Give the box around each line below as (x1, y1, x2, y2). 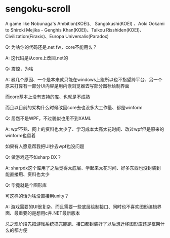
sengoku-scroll (5, 3, 71, 15)
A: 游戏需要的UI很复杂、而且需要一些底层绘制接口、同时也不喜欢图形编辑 (5, 203, 157, 210)
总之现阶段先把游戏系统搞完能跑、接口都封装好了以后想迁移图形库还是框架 (5, 221, 160, 227)
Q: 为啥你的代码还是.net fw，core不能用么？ (5, 44, 98, 50)
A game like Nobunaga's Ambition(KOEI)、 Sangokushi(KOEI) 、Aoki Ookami (5, 20, 165, 26)
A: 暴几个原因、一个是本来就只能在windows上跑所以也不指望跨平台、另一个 (5, 76, 163, 82)
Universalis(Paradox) (65, 33, 109, 39)
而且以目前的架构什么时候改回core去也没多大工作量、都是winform (5, 104, 143, 110)
